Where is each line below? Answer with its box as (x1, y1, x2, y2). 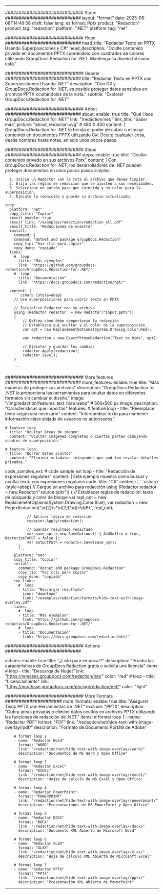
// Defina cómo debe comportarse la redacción (22, 319, 119, 323)
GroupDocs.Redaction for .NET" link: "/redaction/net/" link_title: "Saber (5, 116, 148, 122)
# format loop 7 (14, 863, 47, 868)
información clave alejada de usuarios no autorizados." (5, 416, 116, 422)
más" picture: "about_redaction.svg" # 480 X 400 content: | (5, 122, 125, 127)
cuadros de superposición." (5, 438, 62, 443)
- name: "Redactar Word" (14, 738, 64, 743)
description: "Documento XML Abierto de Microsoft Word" (18, 828, 137, 833)
